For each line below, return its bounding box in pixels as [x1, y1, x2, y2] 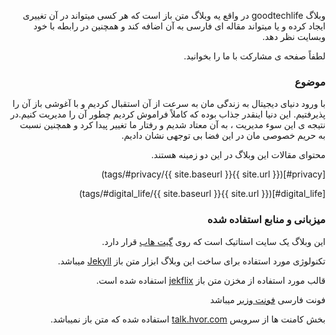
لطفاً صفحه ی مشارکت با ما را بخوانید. [183, 50, 326, 62]
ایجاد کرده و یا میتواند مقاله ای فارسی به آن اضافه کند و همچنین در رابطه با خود [33, 20, 326, 32]
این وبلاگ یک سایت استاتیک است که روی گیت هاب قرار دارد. [101, 235, 326, 247]
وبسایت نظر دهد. [261, 31, 326, 42]
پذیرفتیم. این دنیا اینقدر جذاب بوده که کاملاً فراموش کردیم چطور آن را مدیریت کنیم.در [10, 108, 326, 120]
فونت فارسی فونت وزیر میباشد [209, 293, 326, 305]
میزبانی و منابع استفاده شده [207, 213, 326, 227]
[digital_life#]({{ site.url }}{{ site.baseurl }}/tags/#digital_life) [78, 188, 326, 200]
